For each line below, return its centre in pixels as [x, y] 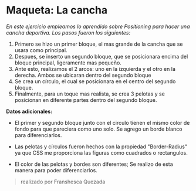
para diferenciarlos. [38, 135]
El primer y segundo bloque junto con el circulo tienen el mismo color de [102, 122]
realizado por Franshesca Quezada [63, 182]
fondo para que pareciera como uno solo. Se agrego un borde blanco [98, 129]
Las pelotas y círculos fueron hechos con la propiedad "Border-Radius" [101, 146]
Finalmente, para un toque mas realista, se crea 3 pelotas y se [90, 94]
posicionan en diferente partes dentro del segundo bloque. [86, 100]
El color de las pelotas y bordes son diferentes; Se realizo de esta [94, 164]
